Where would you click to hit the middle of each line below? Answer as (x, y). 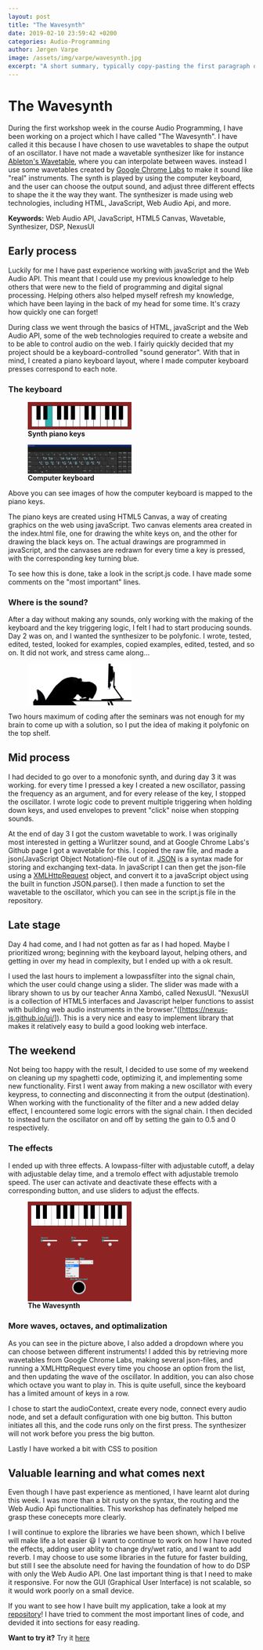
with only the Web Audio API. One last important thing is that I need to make (130, 1574)
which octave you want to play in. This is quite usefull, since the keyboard (127, 1385)
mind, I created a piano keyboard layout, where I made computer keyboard (128, 360)
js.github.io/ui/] (32, 1018)
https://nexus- (205, 1009)
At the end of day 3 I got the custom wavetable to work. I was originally (123, 833)
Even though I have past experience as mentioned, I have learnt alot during (129, 1492)
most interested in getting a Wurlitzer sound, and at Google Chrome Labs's (129, 842)
